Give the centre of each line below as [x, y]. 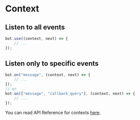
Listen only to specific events [52, 64]
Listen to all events [35, 27]
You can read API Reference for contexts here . [53, 112]
